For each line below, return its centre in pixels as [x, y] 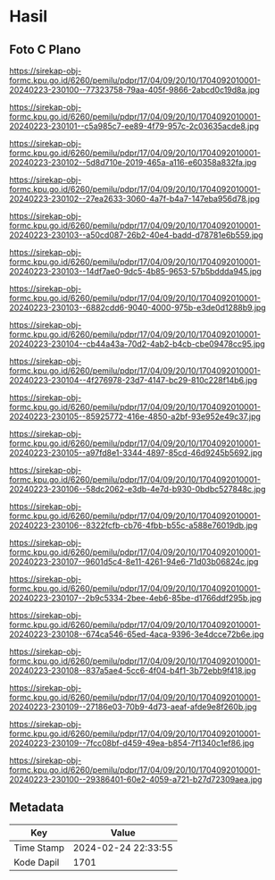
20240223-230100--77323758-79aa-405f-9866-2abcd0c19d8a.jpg [135, 90]
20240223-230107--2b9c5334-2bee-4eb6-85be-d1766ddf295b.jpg [135, 598]
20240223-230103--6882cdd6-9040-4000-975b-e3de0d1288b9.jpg [137, 307]
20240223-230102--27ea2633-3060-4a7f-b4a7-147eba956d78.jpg [135, 199]
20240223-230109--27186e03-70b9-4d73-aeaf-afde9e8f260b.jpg [133, 707]
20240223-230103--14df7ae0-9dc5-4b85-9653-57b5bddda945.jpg [135, 271]
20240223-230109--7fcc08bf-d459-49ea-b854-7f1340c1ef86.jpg [132, 743]
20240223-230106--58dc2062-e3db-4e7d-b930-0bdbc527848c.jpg [137, 489]
